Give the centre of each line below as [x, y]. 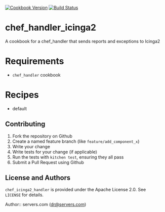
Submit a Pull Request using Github [48, 162]
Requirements [35, 61]
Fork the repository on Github [42, 136]
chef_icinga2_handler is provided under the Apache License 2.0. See [76, 190]
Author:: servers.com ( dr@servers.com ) [46, 205]
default [20, 108]
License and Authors [38, 178]
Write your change [31, 146]
